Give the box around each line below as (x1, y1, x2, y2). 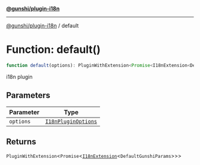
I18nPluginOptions (45, 118, 98, 125)
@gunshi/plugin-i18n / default (6, 22, 79, 29)
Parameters (6, 90, 51, 100)
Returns (6, 137, 37, 147)
